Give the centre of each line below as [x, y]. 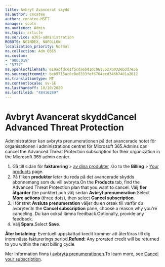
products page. [28, 172]
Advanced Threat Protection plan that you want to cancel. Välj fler [80, 187]
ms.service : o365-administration [40, 38]
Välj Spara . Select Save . [36, 224]
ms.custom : [16, 56]
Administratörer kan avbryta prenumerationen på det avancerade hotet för [81, 141]
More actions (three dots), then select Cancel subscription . [73, 198]
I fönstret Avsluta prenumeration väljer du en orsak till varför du [78, 203]
